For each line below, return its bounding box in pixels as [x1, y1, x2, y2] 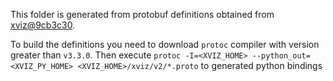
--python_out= [251, 51, 311, 61]
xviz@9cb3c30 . [10, 19, 76, 31]
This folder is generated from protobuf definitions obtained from [10, 9, 275, 20]
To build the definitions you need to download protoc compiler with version [10, 39, 320, 50]
